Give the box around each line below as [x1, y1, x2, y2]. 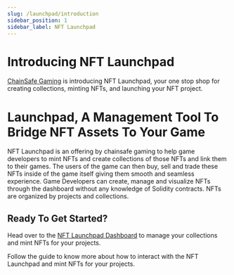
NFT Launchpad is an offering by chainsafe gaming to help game [7, 147, 195, 155]
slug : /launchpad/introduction [7, 10, 99, 18]
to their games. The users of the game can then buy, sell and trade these [7, 162, 219, 171]
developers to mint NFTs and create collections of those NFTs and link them [7, 155, 227, 163]
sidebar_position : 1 [7, 17, 68, 24]
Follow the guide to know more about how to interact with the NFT [7, 252, 199, 261]
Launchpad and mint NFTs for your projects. [7, 260, 136, 268]
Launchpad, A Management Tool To [7, 109, 219, 125]
